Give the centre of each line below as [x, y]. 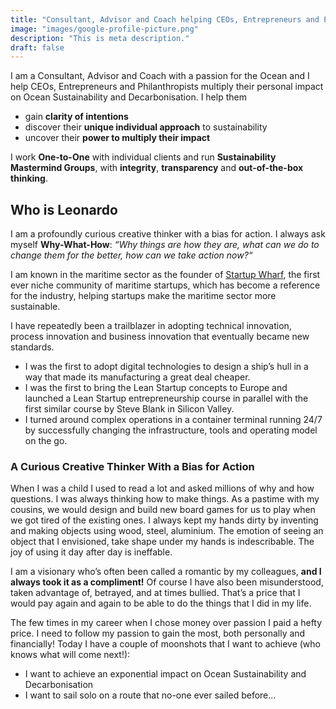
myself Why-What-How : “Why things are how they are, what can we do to [165, 245]
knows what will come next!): [70, 655]
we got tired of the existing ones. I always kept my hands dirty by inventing [164, 520]
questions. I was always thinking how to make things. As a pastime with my [165, 499]
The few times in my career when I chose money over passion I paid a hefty [166, 623]
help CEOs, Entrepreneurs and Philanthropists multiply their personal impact [167, 87]
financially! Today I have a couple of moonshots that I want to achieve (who [165, 644]
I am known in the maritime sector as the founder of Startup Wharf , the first [165, 275]
